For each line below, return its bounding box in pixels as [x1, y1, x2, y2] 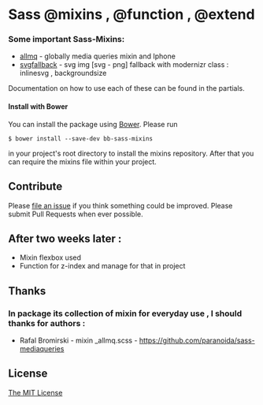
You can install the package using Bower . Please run [8, 119, 178, 129]
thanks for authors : [8, 317, 86, 328]
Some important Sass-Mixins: [8, 34, 125, 45]
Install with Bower [8, 102, 69, 111]
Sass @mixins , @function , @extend [8, 6, 255, 24]
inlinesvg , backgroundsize [19, 69, 107, 78]
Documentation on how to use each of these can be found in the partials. [8, 84, 246, 93]
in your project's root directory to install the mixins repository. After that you [8, 148, 254, 158]
